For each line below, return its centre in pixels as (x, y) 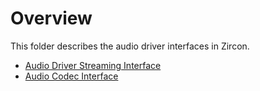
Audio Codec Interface (71, 76)
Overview (51, 18)
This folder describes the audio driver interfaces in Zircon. (130, 46)
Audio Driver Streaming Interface (93, 65)
